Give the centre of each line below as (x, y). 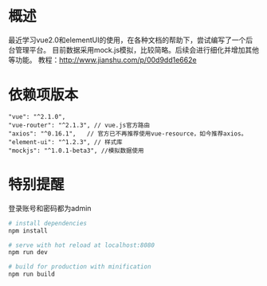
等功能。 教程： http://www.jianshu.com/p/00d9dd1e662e (102, 60)
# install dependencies (48, 223)
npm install (28, 231)
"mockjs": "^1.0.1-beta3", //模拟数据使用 (76, 151)
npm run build (32, 274)
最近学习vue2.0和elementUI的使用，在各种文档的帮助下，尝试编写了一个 (127, 40)
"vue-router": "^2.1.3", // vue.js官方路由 (79, 125)
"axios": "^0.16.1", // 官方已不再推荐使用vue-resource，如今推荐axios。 (128, 133)
